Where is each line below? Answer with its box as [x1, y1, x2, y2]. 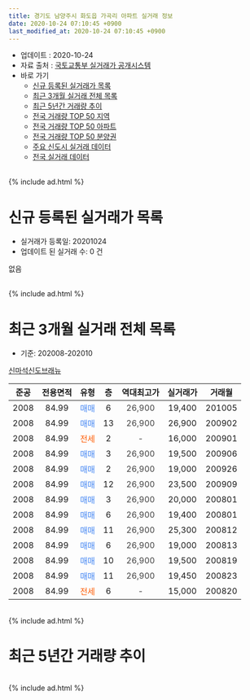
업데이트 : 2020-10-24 [20, 50, 94, 60]
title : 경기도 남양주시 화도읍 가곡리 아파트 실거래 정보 [8, 11, 173, 20]
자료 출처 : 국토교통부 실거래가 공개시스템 [20, 60, 151, 70]
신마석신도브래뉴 [8, 365, 62, 375]
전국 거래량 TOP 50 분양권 [32, 132, 116, 142]
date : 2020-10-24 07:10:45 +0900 [8, 20, 122, 28]
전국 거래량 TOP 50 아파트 [32, 121, 116, 131]
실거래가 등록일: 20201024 [20, 237, 107, 247]
